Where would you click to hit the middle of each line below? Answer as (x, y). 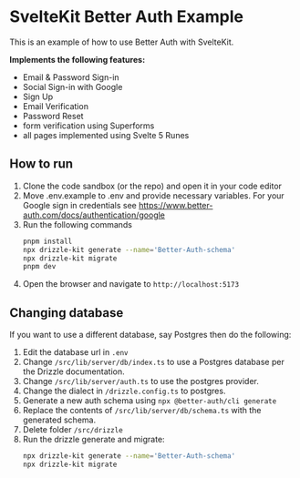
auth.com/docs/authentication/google (94, 215)
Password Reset (53, 116)
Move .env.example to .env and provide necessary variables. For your (153, 195)
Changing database (67, 313)
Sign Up (37, 97)
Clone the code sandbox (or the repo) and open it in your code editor (152, 186)
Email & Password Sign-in (71, 77)
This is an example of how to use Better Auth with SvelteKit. (122, 42)
